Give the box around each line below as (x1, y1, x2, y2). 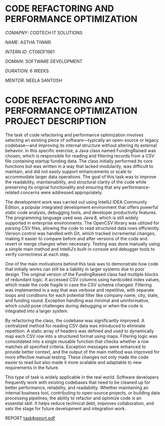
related (5, 189, 20, 195)
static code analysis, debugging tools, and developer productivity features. (5, 209, 158, 215)
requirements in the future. (5, 364, 60, 370)
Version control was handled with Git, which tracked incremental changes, (5, 230, 156, 236)
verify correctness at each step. (5, 251, 70, 257)
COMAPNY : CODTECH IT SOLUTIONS (5, 30, 83, 35)
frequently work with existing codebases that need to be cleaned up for (5, 379, 150, 385)
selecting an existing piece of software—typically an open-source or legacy (5, 137, 159, 143)
